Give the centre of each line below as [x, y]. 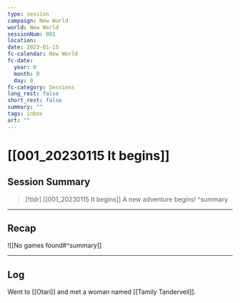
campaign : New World [38, 21]
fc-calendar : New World [43, 54]
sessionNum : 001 [31, 34]
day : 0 [24, 80]
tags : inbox [25, 114]
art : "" [19, 120]
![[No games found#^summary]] [55, 245]
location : [22, 41]
